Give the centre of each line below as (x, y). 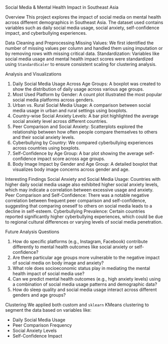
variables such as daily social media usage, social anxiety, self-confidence (82, 28)
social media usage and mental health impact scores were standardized (79, 59)
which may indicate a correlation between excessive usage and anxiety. (79, 190)
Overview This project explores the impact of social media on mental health (83, 17)
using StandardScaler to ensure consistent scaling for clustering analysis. (81, 64)
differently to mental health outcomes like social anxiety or (73, 247)
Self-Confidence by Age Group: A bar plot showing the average (78, 153)
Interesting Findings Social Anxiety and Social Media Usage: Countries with (83, 179)
